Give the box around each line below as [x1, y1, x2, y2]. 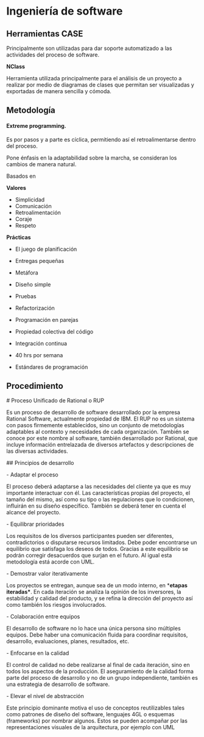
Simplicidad [15, 196, 45, 203]
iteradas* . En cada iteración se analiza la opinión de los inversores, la [6, 589, 181, 596]
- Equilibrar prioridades [6, 520, 65, 528]
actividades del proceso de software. [6, 51, 100, 58]
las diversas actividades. [6, 447, 68, 455]
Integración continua [15, 340, 68, 347]
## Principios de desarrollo [6, 459, 74, 467]
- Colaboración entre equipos [6, 613, 80, 620]
